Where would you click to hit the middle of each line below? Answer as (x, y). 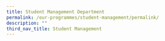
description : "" (27, 23)
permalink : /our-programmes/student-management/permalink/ (83, 17)
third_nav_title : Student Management (54, 29)
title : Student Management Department (55, 12)
